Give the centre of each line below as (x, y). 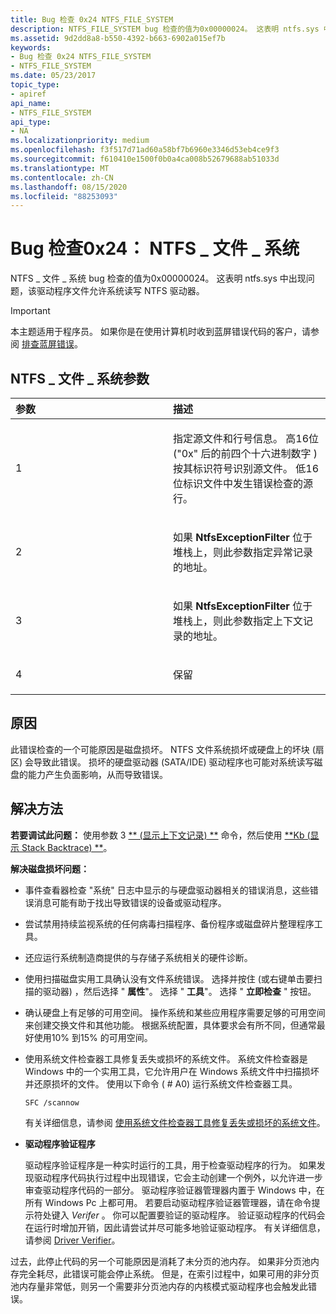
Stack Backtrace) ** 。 (67, 847)
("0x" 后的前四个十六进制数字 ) (245, 453)
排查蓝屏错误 (48, 344)
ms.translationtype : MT (60, 168)
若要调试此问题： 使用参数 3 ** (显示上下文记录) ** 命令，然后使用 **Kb (157, 835)
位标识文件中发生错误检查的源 (243, 483)
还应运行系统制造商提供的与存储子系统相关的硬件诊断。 (138, 957)
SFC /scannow (52, 1102)
